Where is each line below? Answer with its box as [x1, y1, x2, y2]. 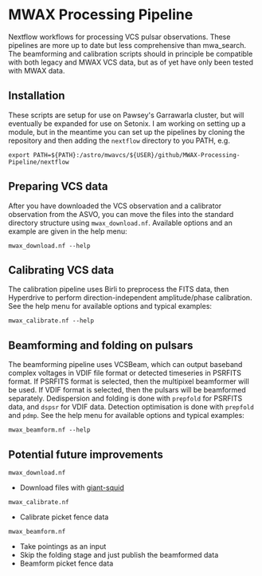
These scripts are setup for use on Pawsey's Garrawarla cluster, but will [8, 110, 244, 120]
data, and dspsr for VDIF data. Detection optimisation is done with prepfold [8, 402, 255, 412]
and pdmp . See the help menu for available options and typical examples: [8, 411, 244, 420]
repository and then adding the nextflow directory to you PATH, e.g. [8, 136, 231, 145]
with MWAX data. [8, 65, 65, 75]
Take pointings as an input [19, 542, 107, 551]
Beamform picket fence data [19, 558, 114, 568]
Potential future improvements [8, 448, 163, 461]
